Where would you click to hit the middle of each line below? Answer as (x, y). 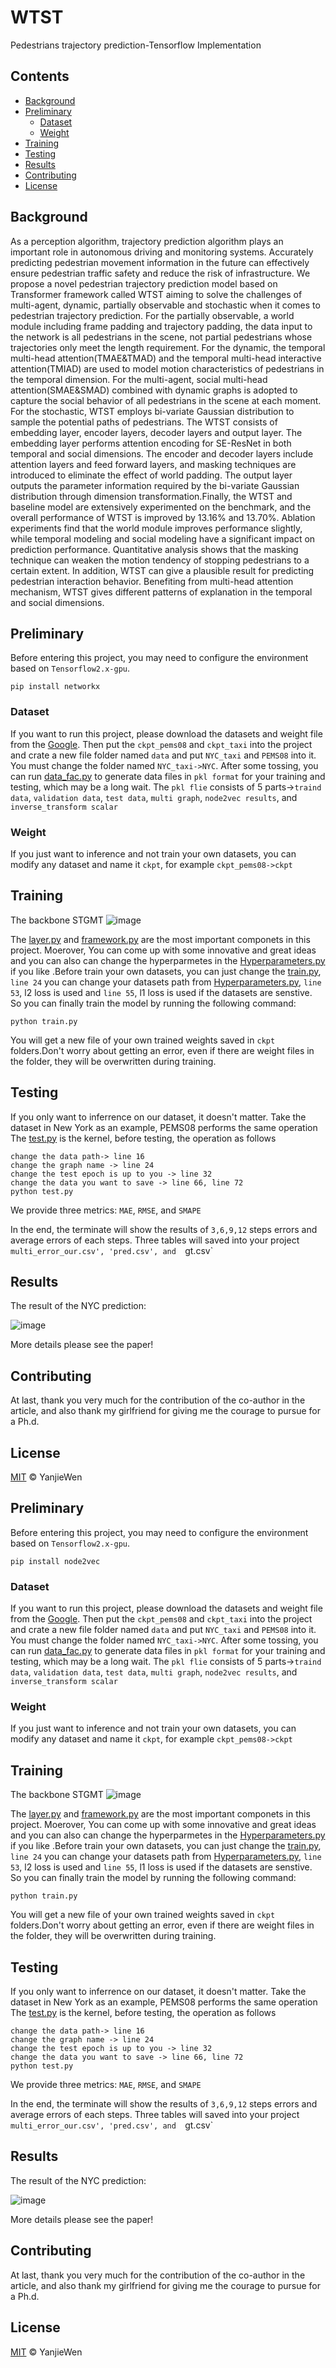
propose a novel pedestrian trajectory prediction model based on (144, 283)
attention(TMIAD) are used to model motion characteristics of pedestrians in (167, 368)
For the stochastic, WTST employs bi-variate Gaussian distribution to (152, 411)
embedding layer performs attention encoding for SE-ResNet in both (151, 443)
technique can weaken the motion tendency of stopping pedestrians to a (160, 560)
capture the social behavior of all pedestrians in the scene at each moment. (166, 400)
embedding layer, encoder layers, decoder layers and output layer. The (156, 432)
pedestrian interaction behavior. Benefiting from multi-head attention (152, 581)
